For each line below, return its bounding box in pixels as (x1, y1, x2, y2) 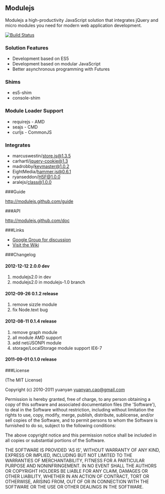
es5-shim (12, 90, 32, 96)
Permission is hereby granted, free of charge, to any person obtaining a (5, 396, 151, 402)
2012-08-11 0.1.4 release (5, 318, 57, 324)
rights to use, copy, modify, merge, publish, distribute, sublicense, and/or (5, 412, 154, 418)
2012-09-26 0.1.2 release (5, 290, 58, 296)
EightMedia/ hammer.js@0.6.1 (12, 168, 72, 174)
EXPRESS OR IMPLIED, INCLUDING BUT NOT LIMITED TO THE (5, 452, 132, 458)
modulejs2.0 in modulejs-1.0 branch (12, 279, 85, 285)
